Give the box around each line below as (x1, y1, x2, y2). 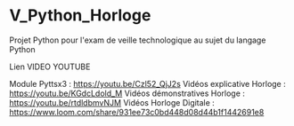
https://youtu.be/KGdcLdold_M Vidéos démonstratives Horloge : (9, 88, 245, 98)
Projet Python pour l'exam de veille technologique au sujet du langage (9, 35, 266, 45)
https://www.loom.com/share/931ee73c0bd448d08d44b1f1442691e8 (9, 106, 265, 117)
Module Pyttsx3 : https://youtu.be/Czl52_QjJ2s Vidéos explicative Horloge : (9, 78, 287, 89)
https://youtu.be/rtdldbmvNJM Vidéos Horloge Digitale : (9, 97, 216, 107)
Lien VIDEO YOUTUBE (9, 61, 91, 72)
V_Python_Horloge (9, 5, 151, 26)
